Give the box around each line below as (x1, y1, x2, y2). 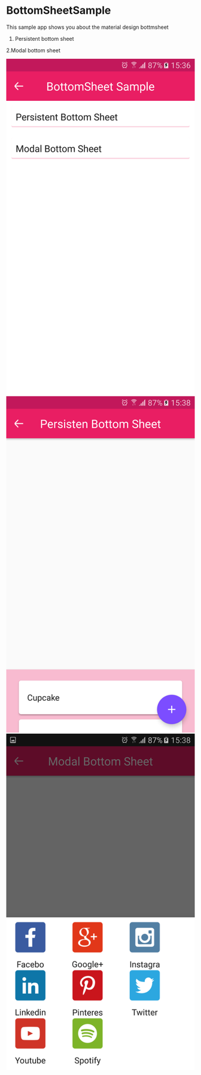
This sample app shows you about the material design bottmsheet (6, 23, 169, 31)
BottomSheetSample (6, 4, 111, 17)
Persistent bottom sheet (14, 35, 74, 42)
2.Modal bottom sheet (6, 46, 61, 54)
